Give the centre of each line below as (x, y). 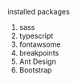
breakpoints (39, 53)
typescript (36, 36)
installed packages (39, 12)
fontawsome (40, 44)
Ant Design (38, 61)
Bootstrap (35, 70)
